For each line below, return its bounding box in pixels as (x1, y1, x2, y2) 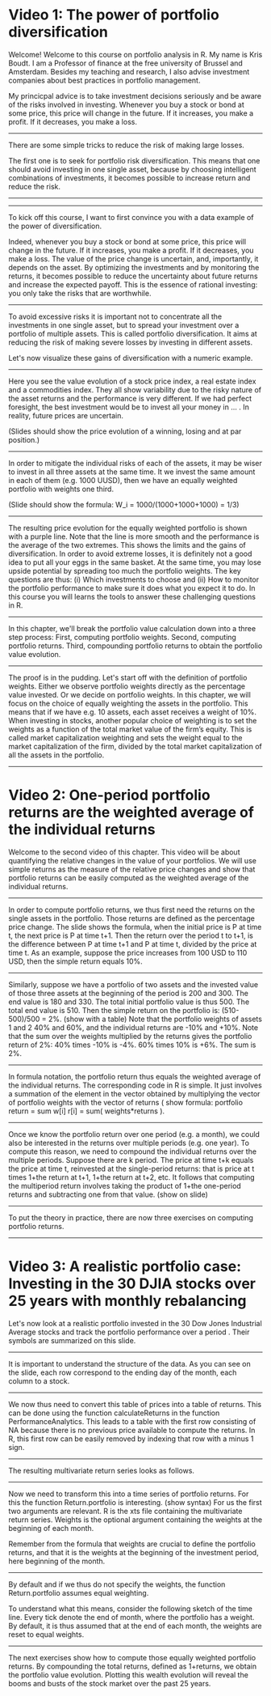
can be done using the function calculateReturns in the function (8, 1408, 220, 1418)
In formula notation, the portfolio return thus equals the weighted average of (8, 1071, 261, 1081)
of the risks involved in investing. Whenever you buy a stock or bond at (8, 100, 244, 109)
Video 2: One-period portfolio (8, 787, 211, 804)
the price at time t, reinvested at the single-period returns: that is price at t (8, 1164, 255, 1173)
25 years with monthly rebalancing (8, 1292, 248, 1310)
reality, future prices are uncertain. (8, 410, 123, 420)
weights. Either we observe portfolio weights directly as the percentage (8, 681, 246, 691)
